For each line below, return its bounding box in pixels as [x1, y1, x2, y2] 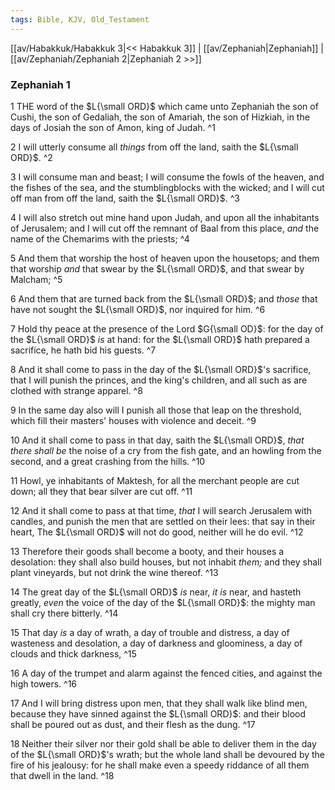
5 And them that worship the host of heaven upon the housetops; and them [10, 252, 320, 264]
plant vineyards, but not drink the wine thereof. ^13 [10, 566, 219, 578]
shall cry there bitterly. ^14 [10, 607, 119, 619]
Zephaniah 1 [10, 77, 71, 91]
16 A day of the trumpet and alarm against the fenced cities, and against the [10, 667, 323, 679]
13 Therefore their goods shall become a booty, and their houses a [10, 545, 285, 557]
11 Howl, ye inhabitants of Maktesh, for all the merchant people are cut [10, 474, 300, 486]
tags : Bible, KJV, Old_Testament [10, 14, 150, 25]
